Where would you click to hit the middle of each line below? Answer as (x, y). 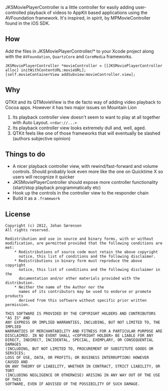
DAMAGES (13, 345)
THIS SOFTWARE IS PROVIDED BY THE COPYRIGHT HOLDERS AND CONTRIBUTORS (80, 314)
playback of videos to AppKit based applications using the (88, 13)
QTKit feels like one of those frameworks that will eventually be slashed (86, 133)
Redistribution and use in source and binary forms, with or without (79, 239)
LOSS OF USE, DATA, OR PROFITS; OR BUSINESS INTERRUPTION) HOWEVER (77, 358)
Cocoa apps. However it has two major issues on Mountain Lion (71, 107)
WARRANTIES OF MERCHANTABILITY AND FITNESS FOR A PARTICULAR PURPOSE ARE (84, 331)
